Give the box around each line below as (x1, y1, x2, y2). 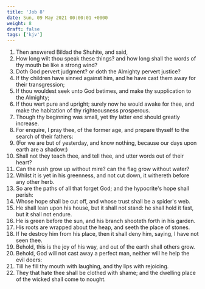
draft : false (7, 26, 40, 32)
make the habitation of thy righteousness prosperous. (15, 107, 151, 114)
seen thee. (15, 236, 43, 244)
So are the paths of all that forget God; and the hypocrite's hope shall (15, 185, 190, 192)
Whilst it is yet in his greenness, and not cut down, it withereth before (15, 172, 190, 179)
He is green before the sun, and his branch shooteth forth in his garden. (15, 218, 196, 225)
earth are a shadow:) (15, 146, 68, 153)
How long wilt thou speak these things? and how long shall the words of (15, 55, 196, 62)
